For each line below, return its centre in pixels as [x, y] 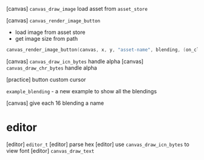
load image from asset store [50, 32]
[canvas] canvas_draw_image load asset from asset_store [77, 9]
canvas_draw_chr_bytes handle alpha [52, 68]
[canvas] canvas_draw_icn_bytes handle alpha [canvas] [75, 61]
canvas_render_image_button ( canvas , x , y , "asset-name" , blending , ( [96, 50]
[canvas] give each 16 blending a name [55, 103]
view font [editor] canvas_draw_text [50, 150]
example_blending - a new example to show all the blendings [82, 91]
